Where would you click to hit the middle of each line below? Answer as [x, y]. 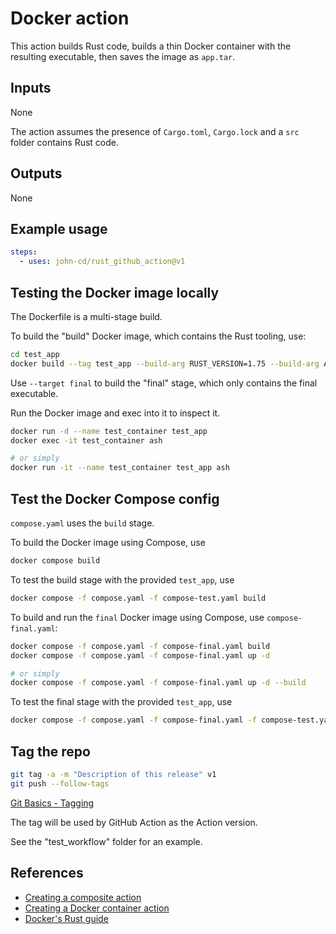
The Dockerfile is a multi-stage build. [86, 316]
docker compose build [55, 561]
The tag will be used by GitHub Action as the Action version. [134, 822]
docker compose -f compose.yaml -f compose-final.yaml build [140, 646]
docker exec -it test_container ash [86, 440]
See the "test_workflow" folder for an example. [106, 841]
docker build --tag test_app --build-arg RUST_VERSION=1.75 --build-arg [165, 363]
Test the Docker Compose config [115, 498]
